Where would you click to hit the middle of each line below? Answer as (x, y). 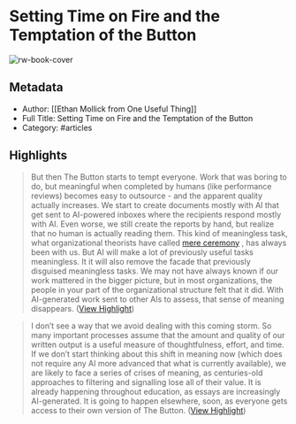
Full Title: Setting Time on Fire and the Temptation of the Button (137, 118)
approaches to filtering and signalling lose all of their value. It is (146, 382)
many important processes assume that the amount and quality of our (158, 335)
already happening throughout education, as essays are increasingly (156, 391)
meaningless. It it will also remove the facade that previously (141, 261)
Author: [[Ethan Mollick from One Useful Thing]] (109, 109)
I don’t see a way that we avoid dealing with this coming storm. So (151, 326)
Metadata (36, 87)
